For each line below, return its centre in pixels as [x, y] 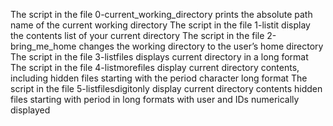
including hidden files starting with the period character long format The [159, 78]
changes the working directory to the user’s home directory [201, 46]
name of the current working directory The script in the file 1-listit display [160, 25]
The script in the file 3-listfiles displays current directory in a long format [159, 57]
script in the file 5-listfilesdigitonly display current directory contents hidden [166, 88]
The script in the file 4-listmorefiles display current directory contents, [155, 67]
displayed [30, 110]
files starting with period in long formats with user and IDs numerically [155, 99]
